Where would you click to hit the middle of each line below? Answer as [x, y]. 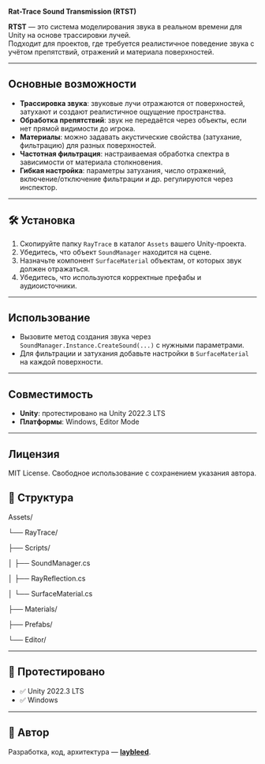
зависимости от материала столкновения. [91, 162]
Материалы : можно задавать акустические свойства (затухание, [131, 137]
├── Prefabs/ [30, 624]
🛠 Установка [42, 221]
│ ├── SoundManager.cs [49, 563]
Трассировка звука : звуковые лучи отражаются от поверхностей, [132, 103]
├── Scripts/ [29, 547]
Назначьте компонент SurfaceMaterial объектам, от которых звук [131, 260]
